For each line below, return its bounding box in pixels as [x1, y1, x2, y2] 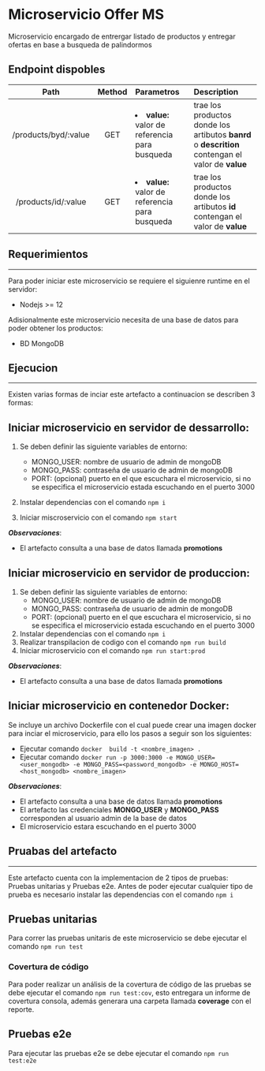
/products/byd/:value [12, 129, 91, 140]
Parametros [135, 86, 180, 97]
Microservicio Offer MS [8, 6, 164, 24]
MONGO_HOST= [200, 760, 239, 768]
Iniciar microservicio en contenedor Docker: [8, 700, 230, 713]
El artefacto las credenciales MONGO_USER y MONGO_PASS [19, 804, 219, 814]
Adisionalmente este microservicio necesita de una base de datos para [8, 315, 239, 324]
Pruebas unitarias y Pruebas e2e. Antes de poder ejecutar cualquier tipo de [8, 881, 254, 890]
